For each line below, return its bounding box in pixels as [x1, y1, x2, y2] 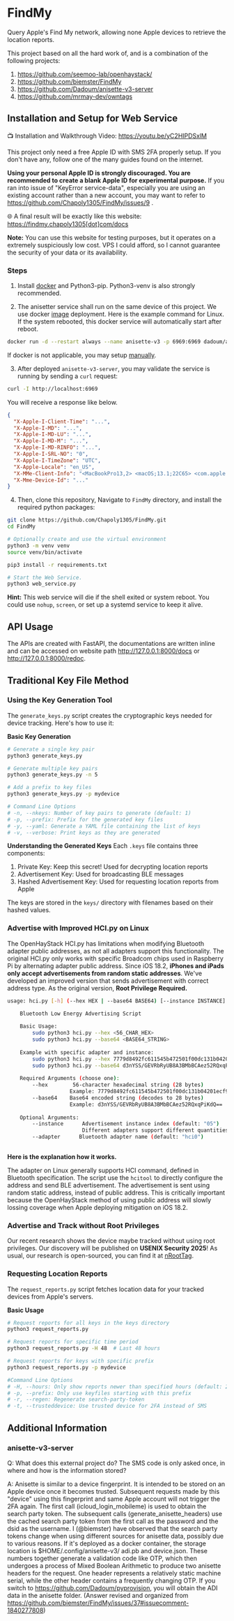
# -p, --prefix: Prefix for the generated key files [7, 816, 164, 823]
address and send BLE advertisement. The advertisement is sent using [7, 1181, 210, 1189]
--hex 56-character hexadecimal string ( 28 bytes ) [32, 1081, 204, 1088]
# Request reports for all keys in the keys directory [7, 1319, 170, 1326]
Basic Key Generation [7, 732, 71, 740]
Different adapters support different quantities [81, 1127, 229, 1134]
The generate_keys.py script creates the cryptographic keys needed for [7, 711, 212, 719]
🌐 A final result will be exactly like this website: [7, 212, 142, 220]
